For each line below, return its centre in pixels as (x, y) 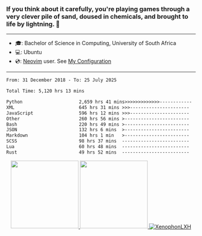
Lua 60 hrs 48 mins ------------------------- (98, 147)
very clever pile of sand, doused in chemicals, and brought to (97, 16)
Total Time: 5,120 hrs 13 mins (45, 91)
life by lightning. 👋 (33, 24)
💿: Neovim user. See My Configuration (63, 61)
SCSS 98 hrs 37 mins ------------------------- (98, 141)
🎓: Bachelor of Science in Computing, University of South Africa (95, 43)
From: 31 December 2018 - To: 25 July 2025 (62, 80)
